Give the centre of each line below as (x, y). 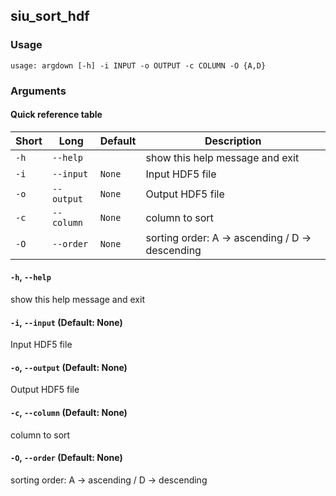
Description (233, 141)
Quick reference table (56, 115)
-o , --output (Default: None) (69, 367)
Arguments (38, 91)
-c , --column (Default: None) (69, 413)
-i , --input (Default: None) (66, 322)
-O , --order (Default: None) (66, 458)
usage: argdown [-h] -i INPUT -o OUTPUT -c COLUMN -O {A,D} (138, 65)
